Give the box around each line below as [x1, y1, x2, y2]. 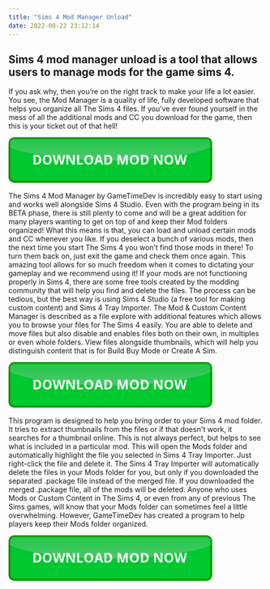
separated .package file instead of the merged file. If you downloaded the [8, 476, 255, 486]
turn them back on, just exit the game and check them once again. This [8, 251, 246, 261]
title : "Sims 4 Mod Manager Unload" [8, 13, 132, 21]
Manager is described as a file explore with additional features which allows [8, 312, 262, 322]
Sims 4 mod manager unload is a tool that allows [8, 53, 258, 66]
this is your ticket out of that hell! [8, 122, 118, 131]
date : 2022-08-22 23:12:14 [8, 21, 100, 30]
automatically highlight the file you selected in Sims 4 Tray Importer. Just [8, 450, 252, 460]
